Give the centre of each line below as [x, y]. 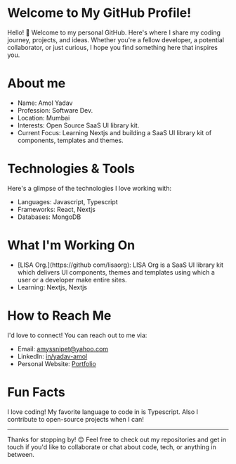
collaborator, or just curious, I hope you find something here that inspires [112, 47]
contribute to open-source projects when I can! [76, 419]
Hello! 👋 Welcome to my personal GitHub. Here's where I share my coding [114, 32]
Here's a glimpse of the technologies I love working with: [90, 188]
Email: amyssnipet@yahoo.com [63, 349]
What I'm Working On [71, 245]
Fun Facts [36, 392]
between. [21, 454]
